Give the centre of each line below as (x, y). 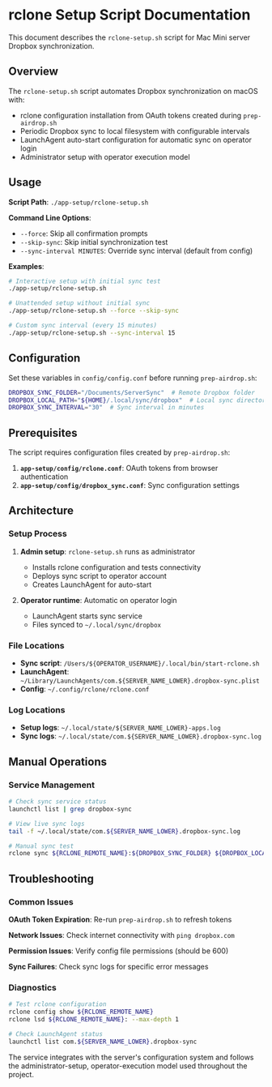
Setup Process (38, 534)
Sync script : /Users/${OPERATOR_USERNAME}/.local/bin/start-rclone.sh (140, 663)
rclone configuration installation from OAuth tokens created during (131, 115)
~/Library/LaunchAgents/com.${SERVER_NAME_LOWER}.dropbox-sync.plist (140, 681)
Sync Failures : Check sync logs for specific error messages (108, 966)
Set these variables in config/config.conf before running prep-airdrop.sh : (133, 378)
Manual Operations (58, 762)
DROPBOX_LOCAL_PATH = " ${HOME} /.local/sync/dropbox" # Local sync (121, 400)
